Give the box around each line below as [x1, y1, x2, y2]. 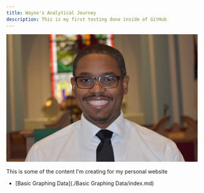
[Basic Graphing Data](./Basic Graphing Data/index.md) [15, 180, 154, 187]
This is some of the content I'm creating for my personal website [6, 168, 168, 175]
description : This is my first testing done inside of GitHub [6, 16, 167, 23]
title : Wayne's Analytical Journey [6, 10, 97, 16]
